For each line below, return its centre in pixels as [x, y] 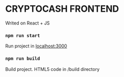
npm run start [23, 35]
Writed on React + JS [27, 23]
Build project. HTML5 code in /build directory [53, 69]
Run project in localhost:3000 [36, 46]
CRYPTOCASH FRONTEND [62, 9]
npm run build [23, 59]
